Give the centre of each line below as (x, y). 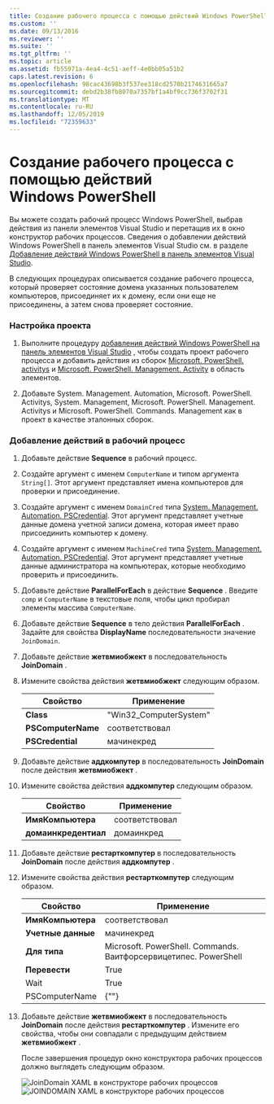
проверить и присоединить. (70, 575)
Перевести (48, 970)
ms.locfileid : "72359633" (53, 122)
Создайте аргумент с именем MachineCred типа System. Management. (141, 549)
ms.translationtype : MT (50, 99)
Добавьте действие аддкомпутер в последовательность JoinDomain (142, 761)
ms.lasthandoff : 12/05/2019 (57, 115)
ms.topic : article (40, 62)
